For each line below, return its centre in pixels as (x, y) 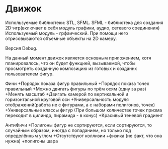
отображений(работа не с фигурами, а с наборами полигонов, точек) (80, 104)
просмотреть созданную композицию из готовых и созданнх (71, 68)
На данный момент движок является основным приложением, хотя (78, 57)
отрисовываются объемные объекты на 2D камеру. (61, 38)
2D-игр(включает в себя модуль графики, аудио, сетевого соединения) (82, 27)
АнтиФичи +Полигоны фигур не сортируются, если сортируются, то (79, 125)
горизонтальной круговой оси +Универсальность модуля (67, 99)
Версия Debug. (21, 48)
